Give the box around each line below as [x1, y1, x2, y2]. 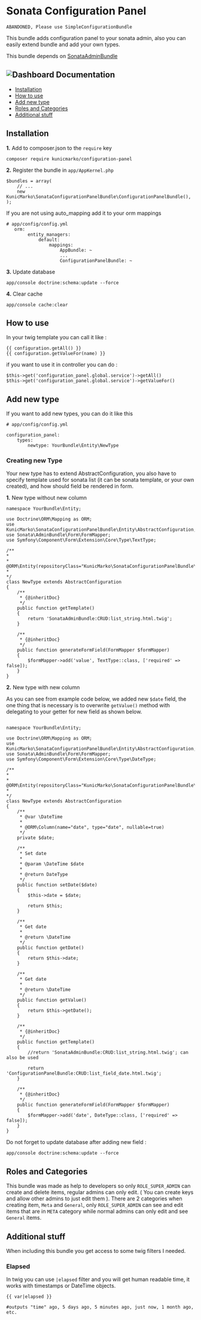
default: [38, 236, 60, 243]
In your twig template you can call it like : [6, 334, 107, 341]
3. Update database [6, 268, 56, 275]
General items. [6, 1214, 42, 1221]
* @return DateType [19, 872, 68, 878]
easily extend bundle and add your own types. [6, 41, 121, 48]
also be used [6, 1055, 39, 1061]
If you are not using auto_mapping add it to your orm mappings [6, 209, 162, 217]
